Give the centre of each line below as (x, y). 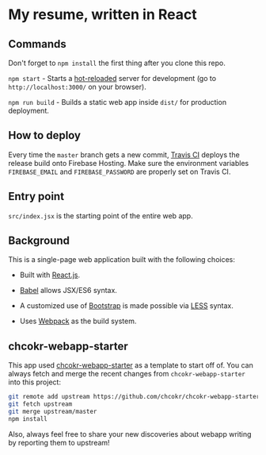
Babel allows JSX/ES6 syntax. (68, 291)
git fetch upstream (40, 404)
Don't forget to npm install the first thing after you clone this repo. (117, 63)
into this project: (35, 382)
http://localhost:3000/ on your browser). (77, 87)
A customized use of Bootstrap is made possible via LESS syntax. (126, 306)
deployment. (28, 110)
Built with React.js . (50, 275)
